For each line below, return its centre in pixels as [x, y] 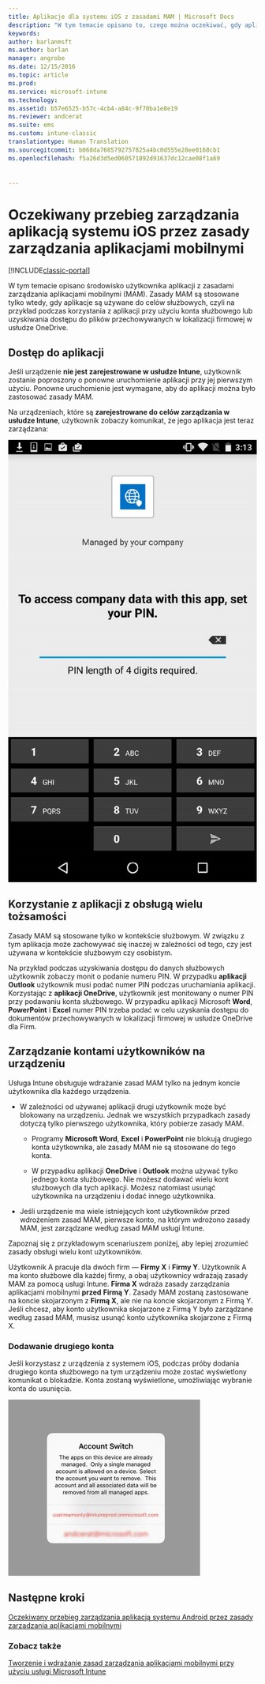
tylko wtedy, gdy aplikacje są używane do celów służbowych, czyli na [121, 303]
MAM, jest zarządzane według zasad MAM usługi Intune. [112, 1227]
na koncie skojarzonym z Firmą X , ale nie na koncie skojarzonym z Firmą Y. [131, 1300]
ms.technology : [33, 100]
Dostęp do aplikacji [56, 353]
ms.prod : [22, 83]
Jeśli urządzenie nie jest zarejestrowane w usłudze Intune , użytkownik [125, 372]
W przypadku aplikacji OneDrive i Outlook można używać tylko [134, 1171]
